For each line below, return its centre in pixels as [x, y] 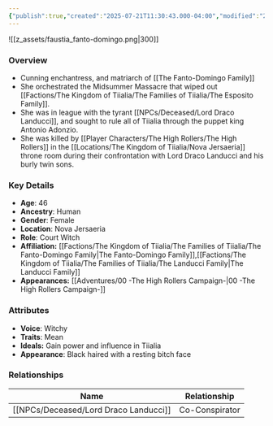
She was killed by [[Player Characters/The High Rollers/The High [128, 138]
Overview [28, 60]
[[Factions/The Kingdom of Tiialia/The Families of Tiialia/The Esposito [137, 95]
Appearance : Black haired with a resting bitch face [106, 354]
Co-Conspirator [210, 410]
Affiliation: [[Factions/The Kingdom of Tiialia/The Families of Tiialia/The [141, 246]
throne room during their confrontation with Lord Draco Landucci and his [142, 155]
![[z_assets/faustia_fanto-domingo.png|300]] [84, 39]
